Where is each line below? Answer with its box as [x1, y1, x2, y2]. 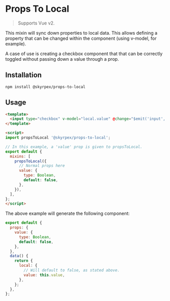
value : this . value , [23, 272, 65, 278]
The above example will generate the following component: [5, 210, 130, 217]
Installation [5, 71, 42, 80]
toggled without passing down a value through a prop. [5, 56, 119, 62]
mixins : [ [10, 154, 31, 159]
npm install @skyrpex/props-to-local [5, 84, 86, 89]
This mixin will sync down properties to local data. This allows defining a [5, 30, 158, 36]
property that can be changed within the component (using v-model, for [5, 35, 157, 41]
